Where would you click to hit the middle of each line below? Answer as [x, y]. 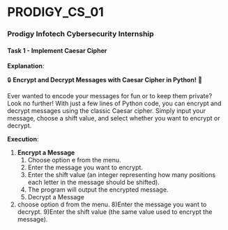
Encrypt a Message [46, 153]
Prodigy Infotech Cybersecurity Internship [81, 34]
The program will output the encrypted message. [98, 190]
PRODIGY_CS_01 [56, 12]
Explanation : [26, 66]
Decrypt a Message [56, 197]
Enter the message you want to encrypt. [85, 167]
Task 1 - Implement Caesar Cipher [57, 50]
